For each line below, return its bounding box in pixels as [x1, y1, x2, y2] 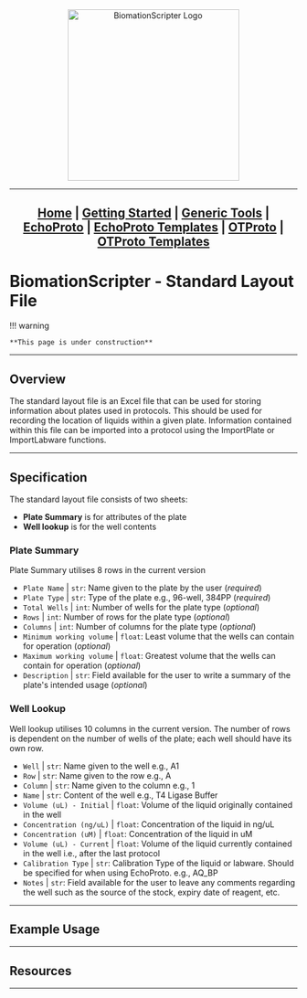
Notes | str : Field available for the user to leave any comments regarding [22, 876, 295, 887]
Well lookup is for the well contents [22, 521, 157, 532]
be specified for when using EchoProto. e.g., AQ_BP [22, 867, 218, 878]
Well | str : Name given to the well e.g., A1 [22, 760, 180, 771]
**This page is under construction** [9, 338, 153, 347]
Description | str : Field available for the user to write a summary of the [22, 670, 291, 681]
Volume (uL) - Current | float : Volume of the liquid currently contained [22, 838, 292, 849]
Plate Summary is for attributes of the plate [22, 511, 187, 522]
